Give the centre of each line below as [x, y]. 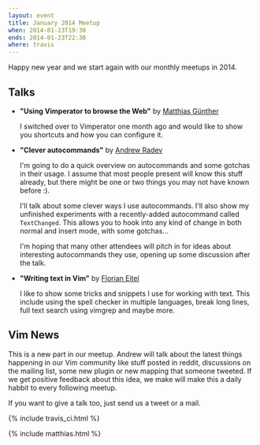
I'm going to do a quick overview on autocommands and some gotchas [135, 165]
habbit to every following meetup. [63, 387]
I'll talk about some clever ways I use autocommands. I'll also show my [134, 205]
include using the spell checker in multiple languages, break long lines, [134, 301]
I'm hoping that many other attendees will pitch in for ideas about [125, 246]
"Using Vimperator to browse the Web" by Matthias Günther [119, 110]
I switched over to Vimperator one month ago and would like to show [131, 126]
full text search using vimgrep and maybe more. [97, 310]
